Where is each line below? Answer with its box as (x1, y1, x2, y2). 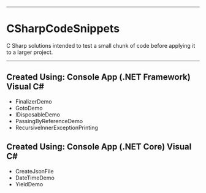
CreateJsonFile (15, 167, 54, 175)
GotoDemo (15, 104, 43, 112)
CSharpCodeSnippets (6, 22, 120, 36)
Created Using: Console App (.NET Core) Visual (6, 142, 192, 152)
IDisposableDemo (15, 111, 60, 118)
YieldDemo (15, 180, 44, 187)
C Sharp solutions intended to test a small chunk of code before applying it (6, 42, 196, 49)
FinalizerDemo (15, 97, 52, 105)
